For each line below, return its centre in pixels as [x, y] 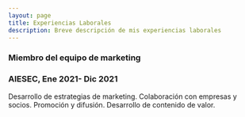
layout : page [30, 15]
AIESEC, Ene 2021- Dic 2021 [63, 79]
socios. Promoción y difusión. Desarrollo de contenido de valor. [112, 104]
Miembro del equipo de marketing [75, 58]
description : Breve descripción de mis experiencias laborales [115, 30]
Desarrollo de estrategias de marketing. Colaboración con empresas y [123, 96]
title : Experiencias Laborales [60, 23]
